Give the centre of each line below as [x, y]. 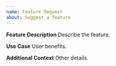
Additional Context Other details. [47, 58]
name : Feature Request [34, 12]
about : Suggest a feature [38, 17]
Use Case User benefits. [36, 46]
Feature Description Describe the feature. [58, 34]
